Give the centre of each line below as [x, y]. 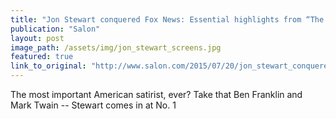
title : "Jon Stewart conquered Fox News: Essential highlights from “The [167, 19]
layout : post [37, 38]
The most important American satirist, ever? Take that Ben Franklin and [156, 94]
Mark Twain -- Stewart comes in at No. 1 [93, 105]
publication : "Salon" [55, 29]
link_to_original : [48, 66]
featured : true [42, 57]
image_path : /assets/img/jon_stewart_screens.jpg [116, 47]
